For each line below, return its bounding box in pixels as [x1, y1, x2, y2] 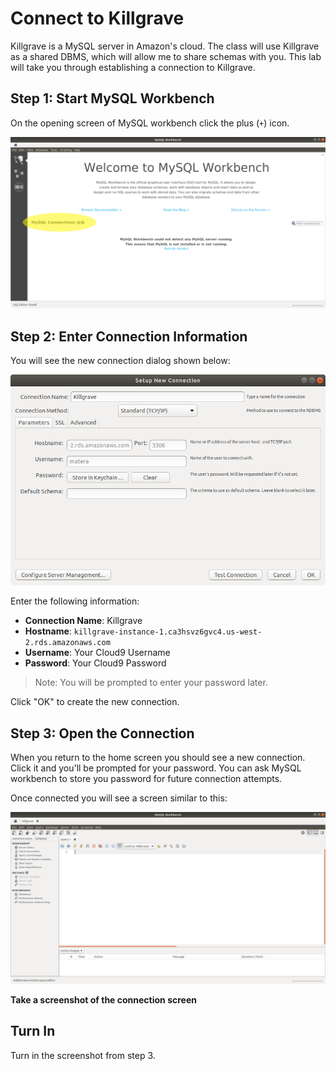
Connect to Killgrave [10, 7, 185, 30]
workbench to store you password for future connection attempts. [10, 773, 283, 785]
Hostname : [24, 625, 72, 637]
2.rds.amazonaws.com [24, 638, 111, 648]
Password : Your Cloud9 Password [24, 657, 167, 669]
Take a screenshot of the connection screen [10, 993, 197, 1006]
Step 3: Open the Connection [10, 725, 195, 742]
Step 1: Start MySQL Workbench [10, 90, 215, 107]
